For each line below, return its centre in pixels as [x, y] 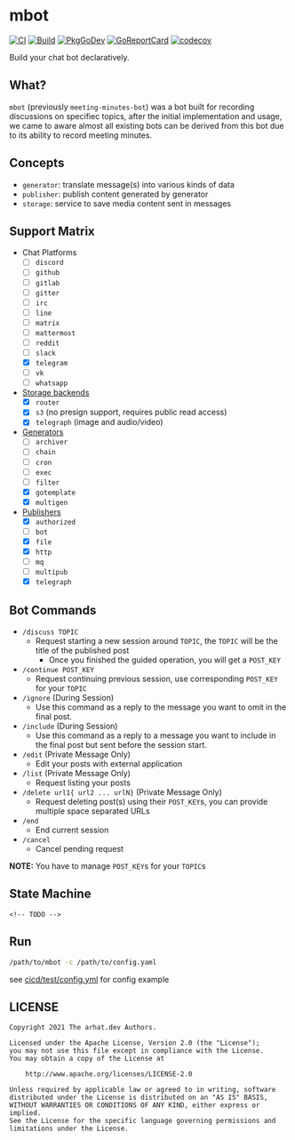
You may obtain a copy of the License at [87, 1059]
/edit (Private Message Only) [76, 755]
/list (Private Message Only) [76, 774]
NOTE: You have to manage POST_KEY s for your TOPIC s [108, 866]
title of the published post [82, 651]
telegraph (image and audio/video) [99, 422]
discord [49, 263]
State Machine [50, 894]
